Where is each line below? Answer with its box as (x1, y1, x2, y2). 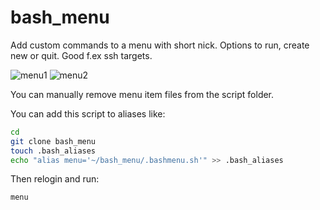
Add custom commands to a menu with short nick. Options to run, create (10, 39, 310, 51)
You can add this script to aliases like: (10, 107, 166, 120)
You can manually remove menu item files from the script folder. (10, 88, 275, 100)
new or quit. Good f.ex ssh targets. (10, 49, 153, 61)
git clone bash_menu (10, 136, 97, 146)
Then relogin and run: (10, 173, 100, 185)
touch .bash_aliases (10, 146, 97, 156)
